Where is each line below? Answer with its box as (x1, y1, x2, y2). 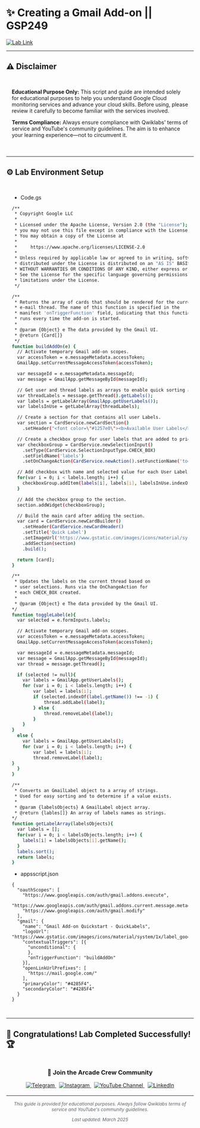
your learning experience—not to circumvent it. (11, 131, 127, 138)
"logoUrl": (22, 929, 49, 935)
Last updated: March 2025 (71, 1117, 129, 1123)
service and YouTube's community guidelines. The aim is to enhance (11, 125, 180, 132)
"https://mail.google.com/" (27, 971, 98, 977)
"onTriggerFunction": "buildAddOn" (27, 955, 116, 961)
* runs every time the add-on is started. (14, 316, 121, 322)
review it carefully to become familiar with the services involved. (11, 107, 170, 114)
